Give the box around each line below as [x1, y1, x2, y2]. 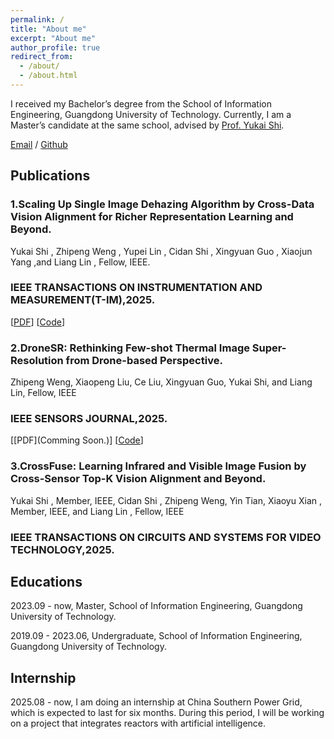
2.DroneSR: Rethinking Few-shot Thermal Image [10, 341, 250, 355]
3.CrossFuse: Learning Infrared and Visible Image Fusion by [10, 459, 307, 473]
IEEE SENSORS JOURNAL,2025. [10, 412, 168, 426]
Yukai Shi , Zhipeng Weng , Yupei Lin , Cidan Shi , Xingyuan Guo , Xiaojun [10, 245, 313, 257]
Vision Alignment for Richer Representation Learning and [10, 210, 294, 224]
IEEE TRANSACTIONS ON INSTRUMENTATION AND [10, 281, 263, 295]
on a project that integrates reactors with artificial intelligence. [10, 717, 267, 730]
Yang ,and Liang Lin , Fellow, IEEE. [10, 256, 151, 268]
